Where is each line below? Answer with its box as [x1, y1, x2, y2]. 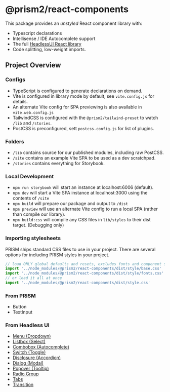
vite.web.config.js [12, 110, 54, 115]
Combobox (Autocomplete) [12, 344, 70, 350]
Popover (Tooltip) [12, 366, 49, 372]
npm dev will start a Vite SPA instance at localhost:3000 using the [12, 190, 148, 196]
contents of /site [12, 195, 50, 201]
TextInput [12, 309, 33, 315]
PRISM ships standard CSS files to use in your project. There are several [5, 246, 156, 252]
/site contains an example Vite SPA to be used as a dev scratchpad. [12, 154, 156, 161]
